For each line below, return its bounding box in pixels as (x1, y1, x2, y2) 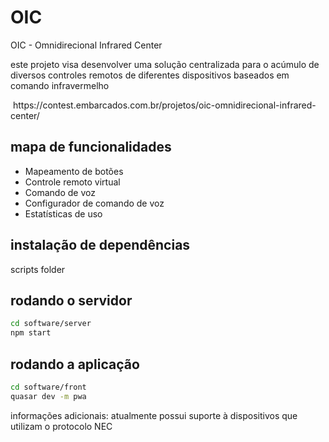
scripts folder (10, 263, 66, 275)
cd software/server (10, 319, 92, 329)
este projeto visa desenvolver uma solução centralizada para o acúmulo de (10, 58, 320, 70)
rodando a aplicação (10, 356, 140, 373)
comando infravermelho (10, 79, 110, 91)
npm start (10, 328, 52, 338)
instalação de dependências (10, 237, 191, 254)
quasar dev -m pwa (10, 391, 87, 401)
